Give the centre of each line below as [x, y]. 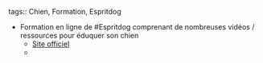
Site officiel [51, 44]
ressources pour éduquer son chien [79, 35]
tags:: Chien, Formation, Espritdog [65, 12]
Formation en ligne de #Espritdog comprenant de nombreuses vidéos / [137, 27]
